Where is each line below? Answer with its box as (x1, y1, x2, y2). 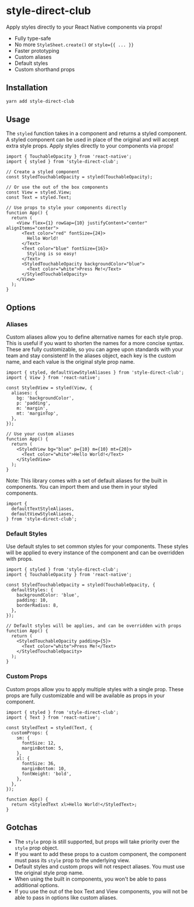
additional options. (14, 881, 60, 888)
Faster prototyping (14, 47, 60, 54)
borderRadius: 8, (16, 602, 59, 609)
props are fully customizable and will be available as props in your (6, 692, 165, 699)
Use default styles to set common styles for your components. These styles (6, 543, 189, 550)
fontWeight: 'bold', (21, 771, 72, 777)
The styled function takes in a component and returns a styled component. (6, 130, 187, 137)
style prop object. (14, 844, 59, 851)
